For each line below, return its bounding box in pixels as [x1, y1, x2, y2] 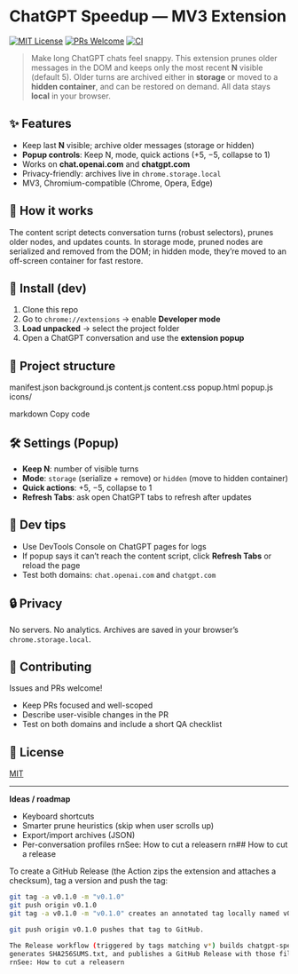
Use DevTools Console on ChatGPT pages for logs [21, 541, 207, 551]
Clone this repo [21, 305, 78, 315]
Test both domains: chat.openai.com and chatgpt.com [21, 569, 216, 580]
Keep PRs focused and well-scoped [21, 700, 153, 711]
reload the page [21, 559, 81, 570]
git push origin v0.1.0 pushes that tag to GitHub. [9, 925, 204, 934]
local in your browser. [30, 91, 111, 101]
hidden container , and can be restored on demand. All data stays [30, 81, 271, 91]
